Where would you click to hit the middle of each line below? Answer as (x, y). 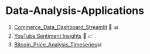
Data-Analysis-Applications (75, 11)
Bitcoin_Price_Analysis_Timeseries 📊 (58, 44)
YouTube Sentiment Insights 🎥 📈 (53, 35)
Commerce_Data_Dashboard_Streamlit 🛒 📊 (66, 27)
